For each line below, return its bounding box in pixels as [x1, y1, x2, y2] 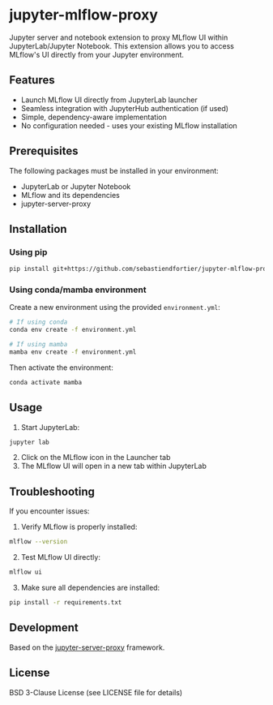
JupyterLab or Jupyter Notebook [20, 181, 131, 191]
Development [9, 621, 79, 634]
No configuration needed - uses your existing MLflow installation [20, 120, 237, 131]
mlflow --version [9, 538, 68, 546]
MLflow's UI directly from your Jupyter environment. [9, 49, 185, 59]
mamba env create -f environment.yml [9, 348, 137, 356]
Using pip [9, 246, 48, 257]
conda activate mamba [9, 378, 83, 386]
